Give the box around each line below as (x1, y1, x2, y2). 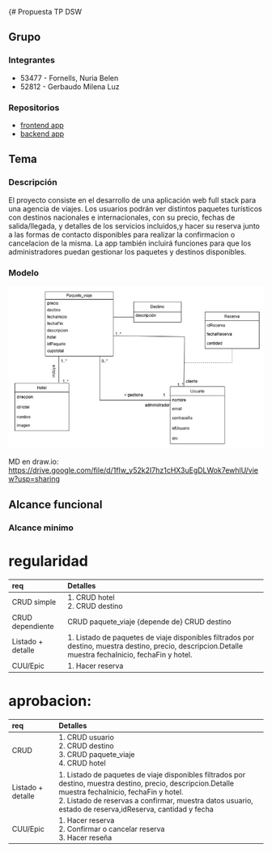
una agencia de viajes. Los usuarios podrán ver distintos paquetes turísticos (8, 203, 263, 213)
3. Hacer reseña (58, 833, 113, 842)
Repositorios (8, 101, 60, 113)
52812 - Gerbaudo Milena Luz (19, 81, 120, 92)
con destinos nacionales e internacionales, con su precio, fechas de (8, 212, 236, 222)
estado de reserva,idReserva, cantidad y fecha (58, 804, 215, 814)
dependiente (11, 621, 54, 631)
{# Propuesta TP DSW (8, 7, 83, 16)
